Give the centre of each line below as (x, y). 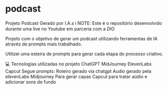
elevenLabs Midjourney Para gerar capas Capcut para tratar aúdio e (76, 76)
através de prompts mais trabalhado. (44, 44)
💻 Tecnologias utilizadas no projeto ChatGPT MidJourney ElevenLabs (78, 64)
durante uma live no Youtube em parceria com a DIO (60, 29)
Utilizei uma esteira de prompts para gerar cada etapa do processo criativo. (84, 54)
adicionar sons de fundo (31, 82)
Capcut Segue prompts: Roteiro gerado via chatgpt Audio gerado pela (78, 71)
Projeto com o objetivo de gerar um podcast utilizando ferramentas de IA (81, 38)
